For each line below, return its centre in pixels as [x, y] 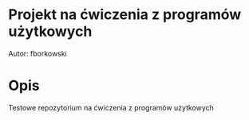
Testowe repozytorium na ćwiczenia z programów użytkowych [111, 107]
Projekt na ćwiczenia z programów [125, 15]
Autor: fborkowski [38, 53]
